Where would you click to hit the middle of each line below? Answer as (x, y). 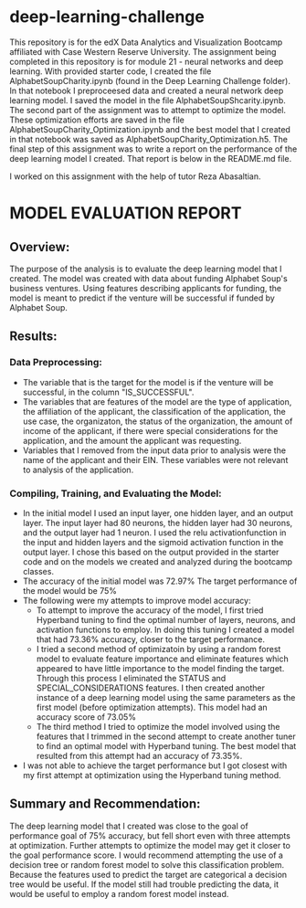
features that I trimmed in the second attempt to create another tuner (166, 736)
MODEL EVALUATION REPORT (126, 213)
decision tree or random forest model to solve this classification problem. (147, 864)
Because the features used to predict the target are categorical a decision (148, 874)
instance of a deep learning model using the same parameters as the (166, 697)
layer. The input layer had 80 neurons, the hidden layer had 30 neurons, (158, 523)
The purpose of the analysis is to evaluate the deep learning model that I (146, 269)
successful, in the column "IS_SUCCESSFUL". (108, 392)
